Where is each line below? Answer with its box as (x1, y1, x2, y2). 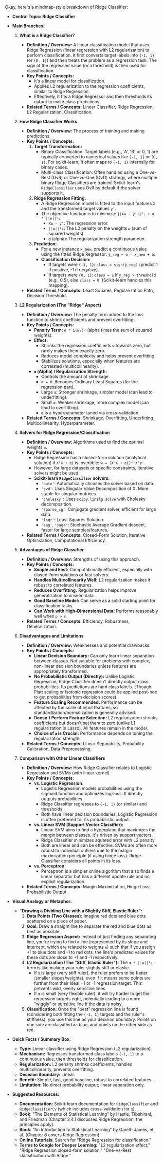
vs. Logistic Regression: (34, 780, 84, 786)
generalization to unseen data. (34, 593, 95, 598)
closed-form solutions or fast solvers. (34, 572, 109, 578)
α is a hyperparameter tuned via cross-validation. (41, 410, 140, 415)
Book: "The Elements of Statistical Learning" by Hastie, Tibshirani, (19, 1111, 153, 1117)
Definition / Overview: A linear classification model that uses (26, 42, 149, 48)
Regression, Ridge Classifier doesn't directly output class (34, 679, 149, 684)
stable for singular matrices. (41, 491, 97, 496)
